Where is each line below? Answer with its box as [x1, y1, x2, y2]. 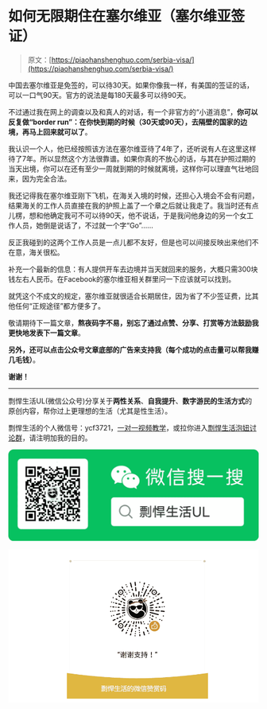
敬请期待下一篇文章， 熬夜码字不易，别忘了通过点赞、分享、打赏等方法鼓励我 [8, 317, 259, 327]
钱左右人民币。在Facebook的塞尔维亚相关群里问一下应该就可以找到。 [8, 274, 236, 283]
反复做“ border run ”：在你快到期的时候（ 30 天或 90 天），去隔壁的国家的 [8, 117, 241, 127]
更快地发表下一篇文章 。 [8, 328, 85, 337]
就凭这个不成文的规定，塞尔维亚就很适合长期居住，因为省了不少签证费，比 [8, 291, 252, 301]
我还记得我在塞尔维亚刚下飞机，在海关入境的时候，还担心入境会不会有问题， [8, 190, 259, 200]
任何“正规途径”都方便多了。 [14, 301, 106, 310]
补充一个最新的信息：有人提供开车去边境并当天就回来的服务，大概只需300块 [8, 264, 258, 274]
